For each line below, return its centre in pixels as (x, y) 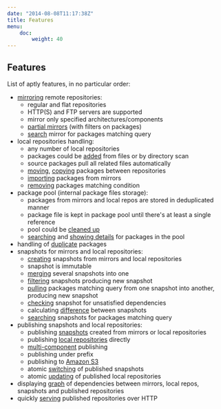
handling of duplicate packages (62, 244)
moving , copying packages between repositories (97, 171)
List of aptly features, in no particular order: (69, 84)
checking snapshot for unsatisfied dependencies (97, 303)
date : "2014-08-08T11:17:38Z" (51, 13)
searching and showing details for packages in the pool (106, 236)
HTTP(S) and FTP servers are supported (85, 112)
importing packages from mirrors (74, 178)
